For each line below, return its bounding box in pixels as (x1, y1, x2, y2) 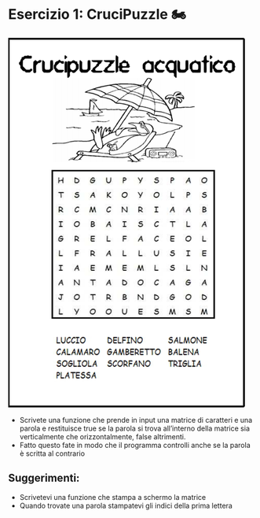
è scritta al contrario (19, 449, 85, 458)
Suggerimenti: (8, 472, 80, 485)
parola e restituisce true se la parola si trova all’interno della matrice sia (19, 424, 250, 433)
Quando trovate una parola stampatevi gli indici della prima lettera (19, 501, 233, 510)
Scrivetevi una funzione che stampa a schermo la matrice (19, 492, 207, 501)
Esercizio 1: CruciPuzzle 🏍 (8, 6, 187, 24)
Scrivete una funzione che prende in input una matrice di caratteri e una (19, 415, 253, 424)
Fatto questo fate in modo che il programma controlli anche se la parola (19, 440, 251, 450)
